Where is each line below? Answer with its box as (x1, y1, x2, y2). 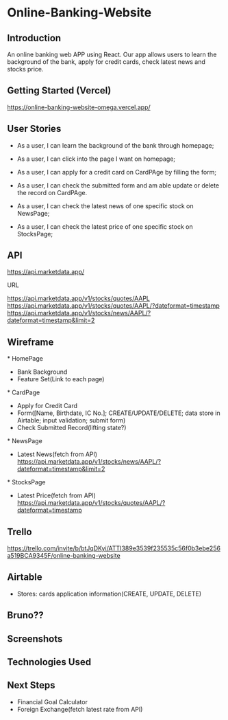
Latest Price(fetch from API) (16, 491, 96, 499)
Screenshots (7, 633, 63, 644)
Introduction (7, 32, 62, 44)
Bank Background (16, 368, 68, 376)
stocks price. (7, 65, 44, 73)
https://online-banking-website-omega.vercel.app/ (7, 103, 151, 111)
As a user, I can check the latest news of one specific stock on (16, 201, 194, 210)
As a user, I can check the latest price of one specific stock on (16, 222, 193, 231)
